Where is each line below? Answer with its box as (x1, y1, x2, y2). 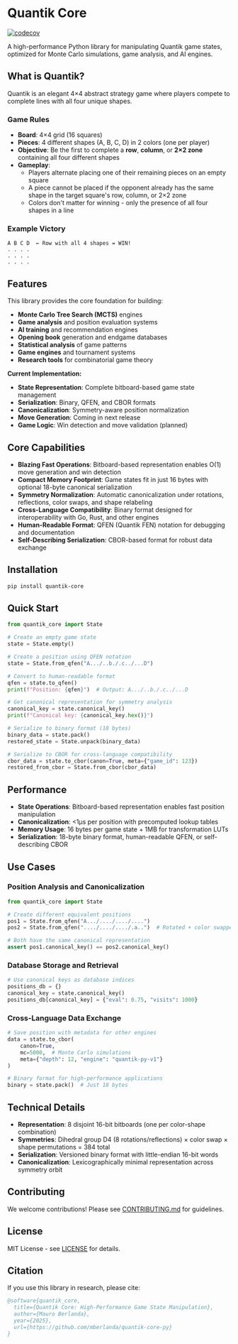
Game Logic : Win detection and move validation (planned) (17, 421, 188, 430)
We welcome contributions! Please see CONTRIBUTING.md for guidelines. (7, 1205, 225, 1213)
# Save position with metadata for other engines (7, 1029, 157, 1037)
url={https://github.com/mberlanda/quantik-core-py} (13, 1323, 173, 1331)
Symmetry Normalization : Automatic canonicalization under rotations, (17, 490, 225, 498)
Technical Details (7, 1101, 86, 1113)
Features (7, 278, 47, 290)
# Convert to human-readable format (7, 672, 115, 679)
